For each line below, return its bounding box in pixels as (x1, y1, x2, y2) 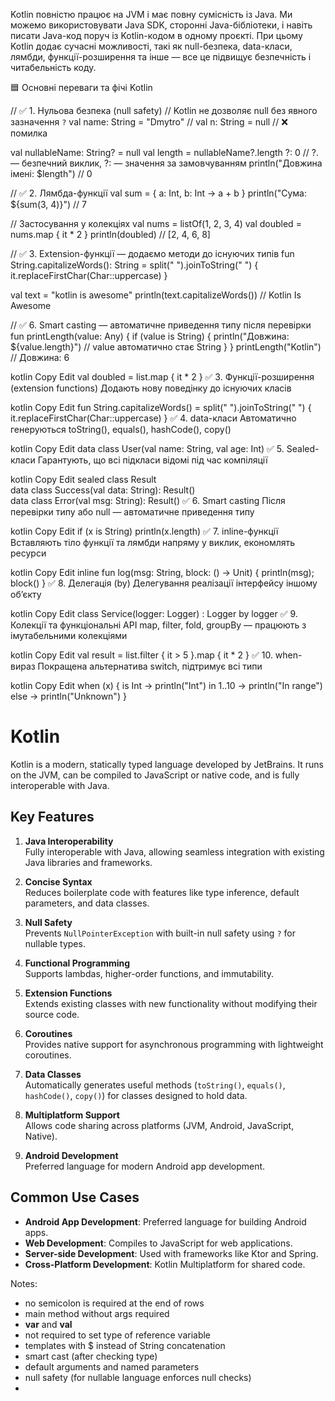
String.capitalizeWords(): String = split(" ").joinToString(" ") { (10, 259, 259, 271)
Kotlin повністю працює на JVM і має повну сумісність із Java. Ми (10, 9, 293, 20)
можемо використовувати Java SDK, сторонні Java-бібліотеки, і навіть (10, 19, 313, 31)
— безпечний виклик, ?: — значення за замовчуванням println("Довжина (10, 157, 323, 169)
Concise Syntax (24, 875, 93, 888)
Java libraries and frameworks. (24, 856, 153, 868)
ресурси (10, 547, 47, 559)
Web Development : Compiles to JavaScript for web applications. (24, 1237, 293, 1249)
